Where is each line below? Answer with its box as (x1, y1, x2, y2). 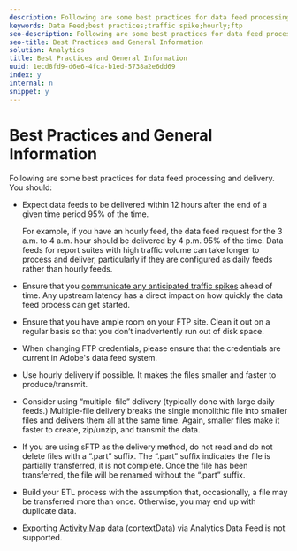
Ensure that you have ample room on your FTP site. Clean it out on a (21, 317, 270, 327)
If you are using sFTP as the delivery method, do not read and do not (21, 441, 273, 452)
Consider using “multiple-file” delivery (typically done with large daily (21, 396, 276, 407)
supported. (21, 532, 63, 543)
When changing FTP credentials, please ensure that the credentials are (21, 343, 281, 354)
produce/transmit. (21, 379, 88, 390)
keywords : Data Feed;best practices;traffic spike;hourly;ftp (9, 21, 243, 30)
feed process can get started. (21, 300, 131, 310)
